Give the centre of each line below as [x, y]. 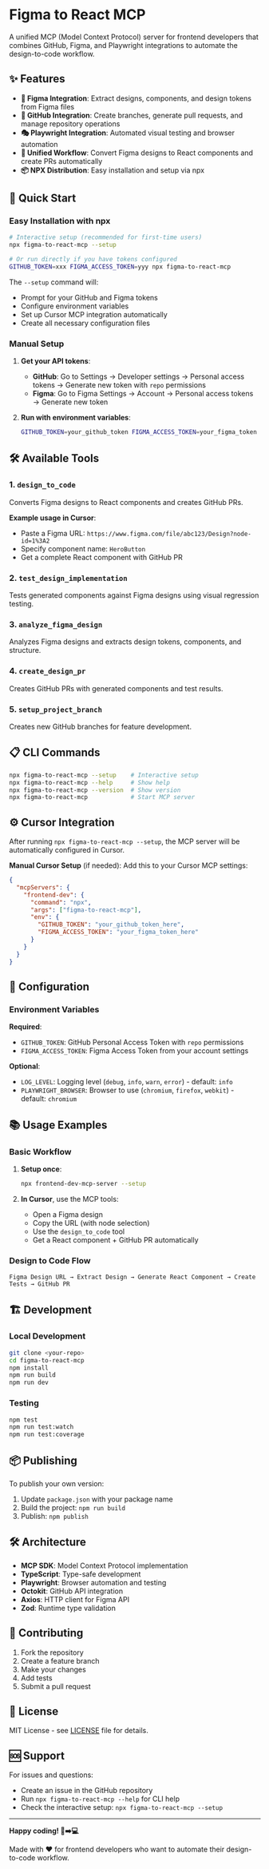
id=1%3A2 [35, 541]
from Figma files [47, 106]
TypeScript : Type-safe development [81, 1574]
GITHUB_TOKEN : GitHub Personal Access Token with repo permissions [132, 1042]
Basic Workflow [40, 1151]
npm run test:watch [42, 1427]
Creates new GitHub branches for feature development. [101, 726]
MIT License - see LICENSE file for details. [79, 1731]
